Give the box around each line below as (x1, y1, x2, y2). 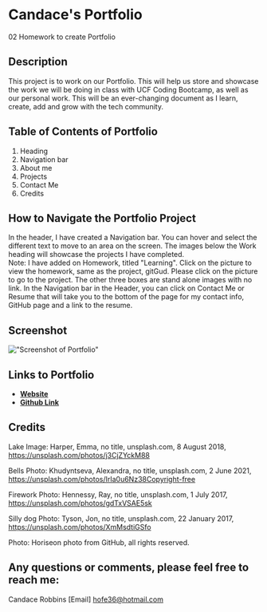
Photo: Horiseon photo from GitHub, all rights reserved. (8, 537, 190, 547)
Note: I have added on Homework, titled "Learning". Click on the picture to (8, 258, 253, 268)
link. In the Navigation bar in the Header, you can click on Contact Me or (8, 283, 245, 293)
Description (8, 55, 68, 69)
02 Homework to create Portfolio (8, 32, 116, 41)
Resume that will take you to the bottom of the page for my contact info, (8, 292, 245, 302)
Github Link (19, 397, 60, 407)
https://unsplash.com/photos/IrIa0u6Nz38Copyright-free (8, 474, 196, 484)
